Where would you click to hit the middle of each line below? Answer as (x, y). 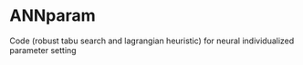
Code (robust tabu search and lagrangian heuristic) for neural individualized (152, 41)
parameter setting (43, 50)
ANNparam (52, 16)
